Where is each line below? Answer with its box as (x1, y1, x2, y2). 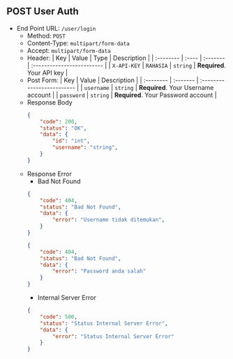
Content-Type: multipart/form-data (27, 38, 130, 47)
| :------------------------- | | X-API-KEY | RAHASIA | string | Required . (27, 61, 226, 69)
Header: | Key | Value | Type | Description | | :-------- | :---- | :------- (27, 54, 225, 62)
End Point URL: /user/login (16, 24, 96, 32)
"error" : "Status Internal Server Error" (52, 333, 175, 340)
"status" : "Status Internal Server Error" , (40, 320, 168, 327)
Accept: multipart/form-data (27, 46, 111, 54)
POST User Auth (6, 6, 80, 17)
